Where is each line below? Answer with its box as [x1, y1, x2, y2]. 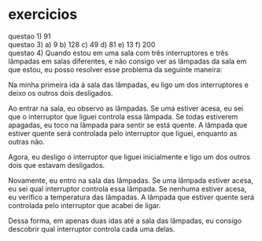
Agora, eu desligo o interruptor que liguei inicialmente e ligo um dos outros [8, 152, 250, 162]
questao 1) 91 [8, 31, 51, 41]
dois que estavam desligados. [8, 160, 105, 170]
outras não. [8, 137, 46, 146]
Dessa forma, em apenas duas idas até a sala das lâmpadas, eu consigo [8, 216, 242, 225]
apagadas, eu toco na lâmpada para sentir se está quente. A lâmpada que [8, 120, 248, 130]
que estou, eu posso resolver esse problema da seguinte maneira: [8, 64, 223, 74]
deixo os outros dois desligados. [8, 88, 113, 97]
